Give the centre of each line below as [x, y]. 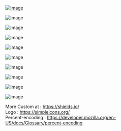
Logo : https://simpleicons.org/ [38, 112]
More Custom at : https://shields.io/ [42, 107]
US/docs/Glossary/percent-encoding [44, 123]
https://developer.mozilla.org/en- [81, 117]
